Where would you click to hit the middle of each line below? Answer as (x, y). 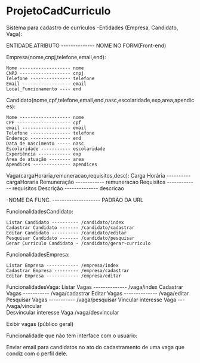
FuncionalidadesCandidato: (40, 211)
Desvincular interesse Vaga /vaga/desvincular (63, 312)
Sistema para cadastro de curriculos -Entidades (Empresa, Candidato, (92, 28)
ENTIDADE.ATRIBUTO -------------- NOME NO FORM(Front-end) (86, 45)
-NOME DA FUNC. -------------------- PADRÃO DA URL (75, 200)
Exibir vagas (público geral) (40, 324)
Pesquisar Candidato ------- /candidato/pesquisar (70, 238)
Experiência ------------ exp (44, 154)
